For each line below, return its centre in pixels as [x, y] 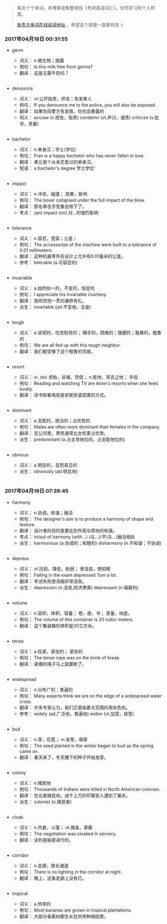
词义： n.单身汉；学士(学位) [48, 149]
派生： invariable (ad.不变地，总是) [55, 307]
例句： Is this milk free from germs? [56, 67]
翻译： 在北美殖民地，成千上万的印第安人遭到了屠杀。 [75, 795]
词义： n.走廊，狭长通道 [44, 865]
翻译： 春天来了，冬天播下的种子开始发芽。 [64, 757]
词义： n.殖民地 [35, 783]
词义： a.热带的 [35, 903]
